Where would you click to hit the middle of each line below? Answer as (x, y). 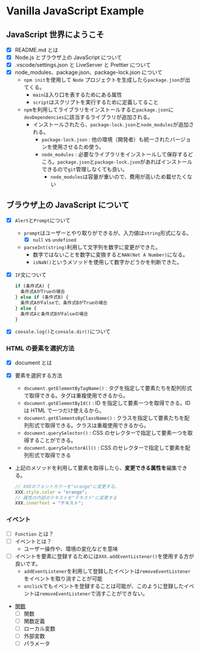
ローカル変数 (39, 628)
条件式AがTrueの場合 (43, 292)
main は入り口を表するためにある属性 (77, 95)
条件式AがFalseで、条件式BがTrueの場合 (64, 302)
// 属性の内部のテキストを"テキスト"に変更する (66, 498)
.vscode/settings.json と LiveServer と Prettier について (83, 65)
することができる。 (53, 440)
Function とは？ (34, 534)
